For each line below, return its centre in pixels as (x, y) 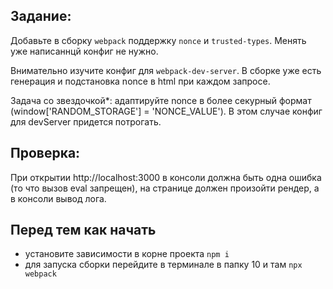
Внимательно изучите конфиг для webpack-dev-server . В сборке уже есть (166, 70)
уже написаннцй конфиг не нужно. (84, 51)
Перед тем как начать (83, 230)
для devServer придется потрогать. (86, 121)
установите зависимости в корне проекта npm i (127, 254)
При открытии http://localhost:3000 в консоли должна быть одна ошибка (166, 177)
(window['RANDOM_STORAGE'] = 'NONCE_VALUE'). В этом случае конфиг (166, 111)
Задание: (41, 16)
